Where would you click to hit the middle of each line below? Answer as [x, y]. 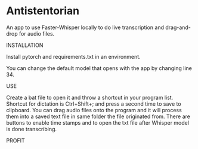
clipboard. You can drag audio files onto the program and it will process [94, 110]
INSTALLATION [25, 45]
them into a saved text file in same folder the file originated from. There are [98, 116]
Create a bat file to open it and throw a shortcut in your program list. [90, 97]
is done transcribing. [32, 129]
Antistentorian [43, 11]
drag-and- [178, 27]
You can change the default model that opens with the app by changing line [99, 68]
